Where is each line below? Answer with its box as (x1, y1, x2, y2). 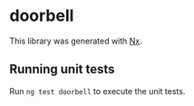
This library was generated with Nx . (9, 35, 142, 46)
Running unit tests (9, 62, 115, 77)
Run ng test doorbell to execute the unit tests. (9, 85, 186, 96)
